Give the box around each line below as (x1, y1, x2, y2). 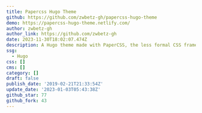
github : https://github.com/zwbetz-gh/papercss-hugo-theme (6, 14, 158, 20)
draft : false (6, 75, 39, 81)
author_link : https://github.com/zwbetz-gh (6, 31, 117, 37)
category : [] (6, 70, 39, 76)
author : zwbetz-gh (6, 25, 52, 32)
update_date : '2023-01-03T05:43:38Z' (6, 87, 101, 93)
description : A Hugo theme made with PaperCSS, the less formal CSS (6, 42, 182, 48)
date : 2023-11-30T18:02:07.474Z (6, 36, 87, 42)
